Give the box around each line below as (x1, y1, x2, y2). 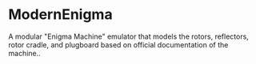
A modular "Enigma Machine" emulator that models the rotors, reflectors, (8, 32, 250, 41)
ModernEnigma (8, 6, 114, 24)
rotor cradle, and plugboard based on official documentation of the (8, 40, 229, 49)
